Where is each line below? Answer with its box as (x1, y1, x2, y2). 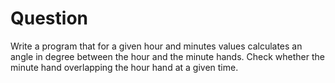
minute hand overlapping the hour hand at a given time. (10, 61, 239, 73)
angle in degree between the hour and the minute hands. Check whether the (10, 50, 325, 62)
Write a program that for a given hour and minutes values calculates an (10, 40, 303, 52)
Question (10, 7, 88, 30)
